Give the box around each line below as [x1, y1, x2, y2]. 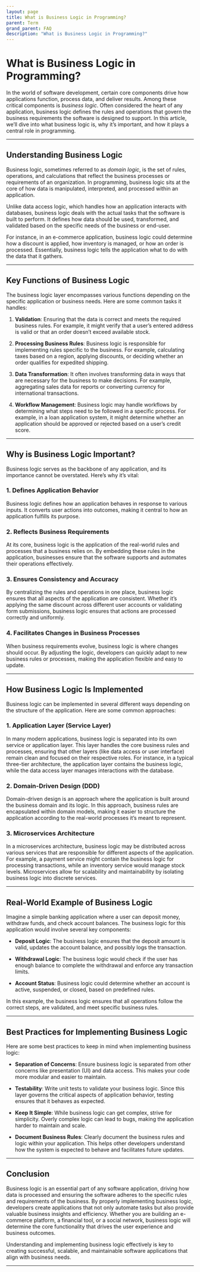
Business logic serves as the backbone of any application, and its [6, 465, 167, 472]
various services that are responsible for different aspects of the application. [6, 849, 194, 856]
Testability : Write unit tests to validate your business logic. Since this [14, 1085, 185, 1092]
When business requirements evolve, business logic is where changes [6, 643, 179, 650]
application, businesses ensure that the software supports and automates [6, 554, 187, 561]
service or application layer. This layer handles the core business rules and [6, 741, 189, 748]
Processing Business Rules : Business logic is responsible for [14, 340, 166, 347]
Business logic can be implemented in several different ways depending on [6, 700, 190, 708]
